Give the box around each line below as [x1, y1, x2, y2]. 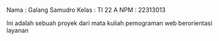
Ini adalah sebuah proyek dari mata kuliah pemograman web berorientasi [6, 19, 213, 27]
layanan [6, 27, 29, 34]
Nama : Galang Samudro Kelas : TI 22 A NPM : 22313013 [6, 6, 166, 14]
